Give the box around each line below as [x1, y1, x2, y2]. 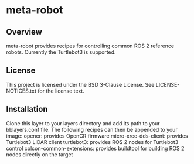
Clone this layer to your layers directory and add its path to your [6, 119, 160, 127]
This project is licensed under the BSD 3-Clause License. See [6, 81, 155, 88]
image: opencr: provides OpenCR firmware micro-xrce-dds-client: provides [6, 132, 188, 139]
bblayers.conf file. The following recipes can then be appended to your [6, 126, 178, 133]
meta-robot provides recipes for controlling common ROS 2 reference [6, 42, 175, 49]
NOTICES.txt [6, 87, 37, 94]
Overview [6, 27, 43, 37]
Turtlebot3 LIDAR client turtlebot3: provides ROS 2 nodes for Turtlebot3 [6, 138, 179, 145]
